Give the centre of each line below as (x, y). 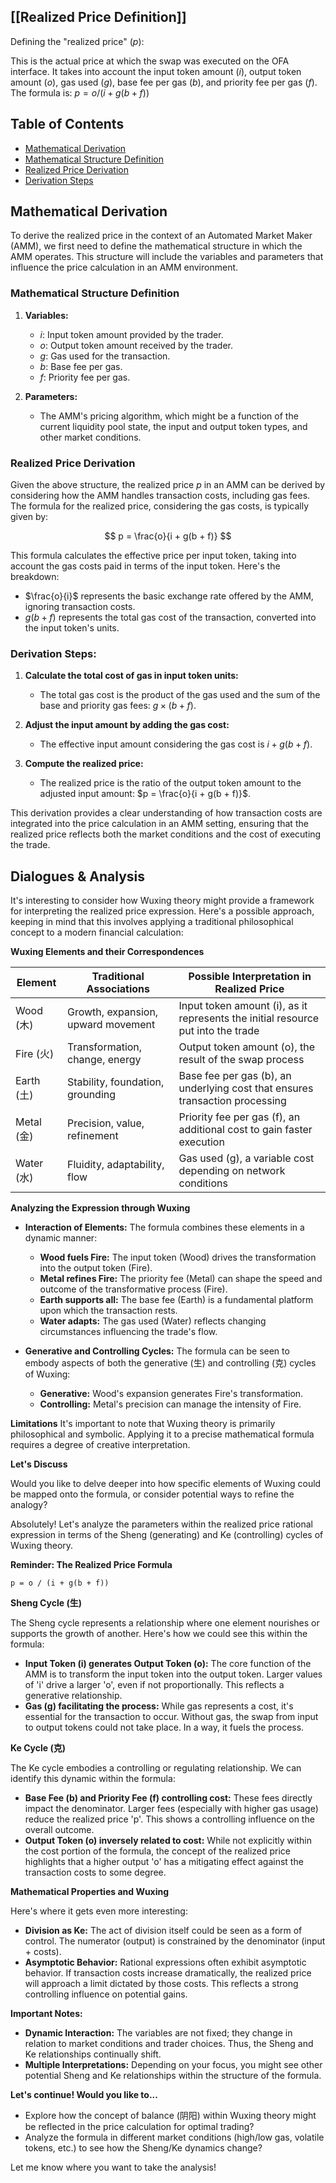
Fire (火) (35, 1054)
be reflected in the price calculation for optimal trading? (139, 2127)
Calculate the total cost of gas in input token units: (131, 676)
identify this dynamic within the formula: (93, 1779)
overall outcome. (59, 1830)
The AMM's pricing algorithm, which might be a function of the (169, 416)
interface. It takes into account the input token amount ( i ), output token (156, 71)
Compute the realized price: (84, 764)
